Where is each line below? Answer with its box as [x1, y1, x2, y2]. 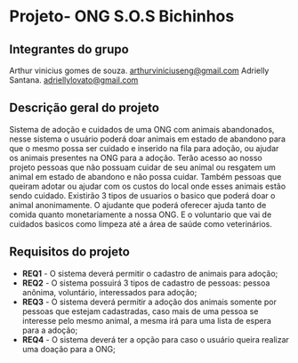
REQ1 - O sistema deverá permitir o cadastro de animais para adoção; [21, 268, 278, 278]
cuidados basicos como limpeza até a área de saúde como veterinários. [9, 218, 273, 229]
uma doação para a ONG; [21, 343, 116, 354]
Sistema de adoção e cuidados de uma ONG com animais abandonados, [9, 124, 275, 134]
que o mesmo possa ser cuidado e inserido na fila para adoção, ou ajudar [9, 142, 279, 153]
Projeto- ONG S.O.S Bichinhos [9, 6, 235, 27]
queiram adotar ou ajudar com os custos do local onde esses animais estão [9, 181, 286, 191]
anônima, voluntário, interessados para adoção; [21, 286, 197, 297]
